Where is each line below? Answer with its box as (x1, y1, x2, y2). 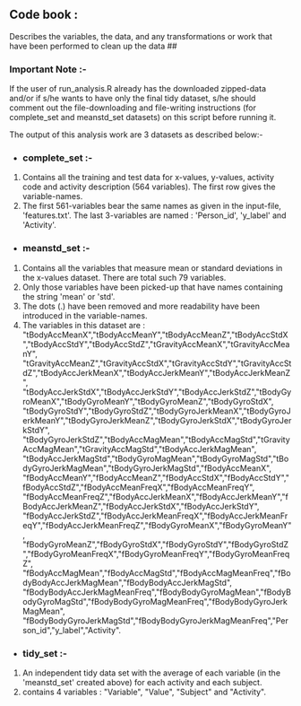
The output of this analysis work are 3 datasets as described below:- (9, 129, 263, 140)
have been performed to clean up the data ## (9, 40, 177, 51)
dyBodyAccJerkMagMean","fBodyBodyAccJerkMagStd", (21, 577, 233, 588)
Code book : (9, 7, 79, 22)
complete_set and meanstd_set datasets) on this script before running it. (9, 112, 277, 123)
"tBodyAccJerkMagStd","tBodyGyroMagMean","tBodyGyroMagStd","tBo (21, 453, 289, 464)
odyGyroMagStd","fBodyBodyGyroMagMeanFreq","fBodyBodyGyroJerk (21, 596, 288, 606)
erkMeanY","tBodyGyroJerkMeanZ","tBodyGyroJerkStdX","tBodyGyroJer (21, 414, 292, 425)
